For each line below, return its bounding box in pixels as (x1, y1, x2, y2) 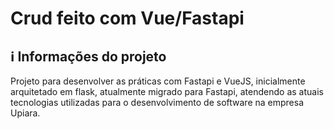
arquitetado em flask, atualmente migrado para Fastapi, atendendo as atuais (10, 86, 324, 97)
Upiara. (10, 107, 41, 119)
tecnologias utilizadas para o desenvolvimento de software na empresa (10, 97, 305, 108)
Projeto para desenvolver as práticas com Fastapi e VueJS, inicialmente (10, 75, 306, 87)
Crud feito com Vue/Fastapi (10, 7, 245, 30)
